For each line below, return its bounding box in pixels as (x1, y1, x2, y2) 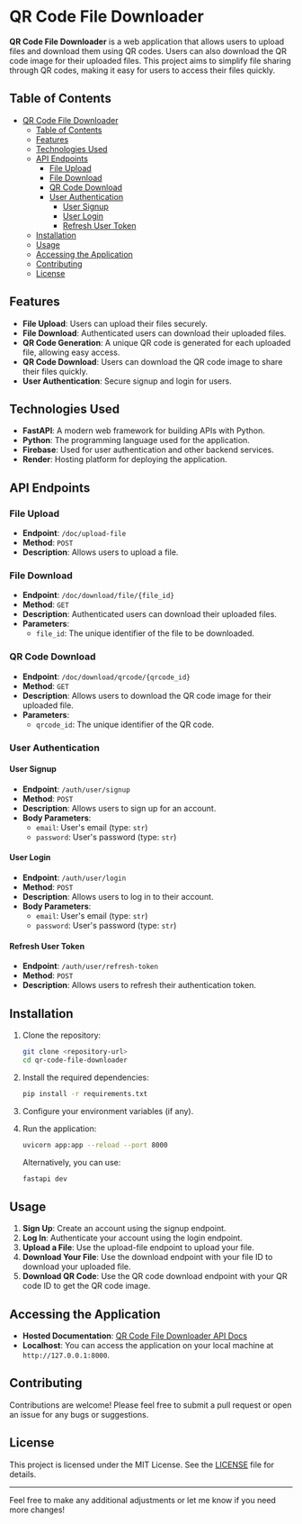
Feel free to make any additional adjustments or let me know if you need (9, 1494, 277, 1505)
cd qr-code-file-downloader (22, 1056, 128, 1065)
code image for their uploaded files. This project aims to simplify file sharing (9, 55, 291, 66)
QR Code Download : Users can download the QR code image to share (22, 356, 283, 367)
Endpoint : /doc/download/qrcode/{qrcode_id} (22, 671, 191, 682)
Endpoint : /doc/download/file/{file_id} (22, 590, 175, 601)
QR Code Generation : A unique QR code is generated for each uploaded (22, 337, 291, 348)
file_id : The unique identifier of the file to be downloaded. (35, 628, 254, 639)
